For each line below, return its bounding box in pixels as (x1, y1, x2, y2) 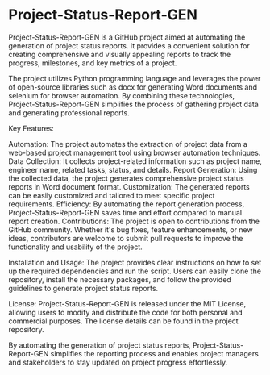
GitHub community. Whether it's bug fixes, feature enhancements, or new (8, 224, 253, 235)
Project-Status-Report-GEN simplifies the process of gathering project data (8, 99, 260, 109)
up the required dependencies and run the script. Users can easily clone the (8, 266, 262, 276)
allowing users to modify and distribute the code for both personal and (8, 307, 243, 317)
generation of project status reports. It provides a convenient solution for (8, 40, 250, 50)
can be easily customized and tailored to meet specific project (8, 190, 215, 200)
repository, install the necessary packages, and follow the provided (8, 274, 231, 284)
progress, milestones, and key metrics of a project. (8, 58, 177, 68)
